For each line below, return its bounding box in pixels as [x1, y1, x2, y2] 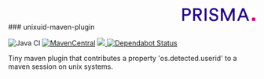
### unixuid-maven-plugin [8, 23, 95, 31]
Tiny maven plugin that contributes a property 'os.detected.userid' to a [8, 54, 237, 63]
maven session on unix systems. [8, 62, 114, 71]
